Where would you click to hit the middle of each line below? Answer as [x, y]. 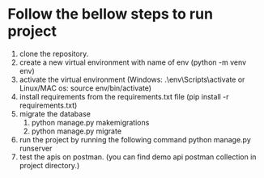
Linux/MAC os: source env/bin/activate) [85, 88]
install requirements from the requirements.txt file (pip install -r [124, 96]
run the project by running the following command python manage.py [135, 139]
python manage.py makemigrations [90, 122]
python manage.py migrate [77, 131]
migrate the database [55, 113]
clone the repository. [54, 53]
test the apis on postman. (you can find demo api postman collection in [138, 157]
